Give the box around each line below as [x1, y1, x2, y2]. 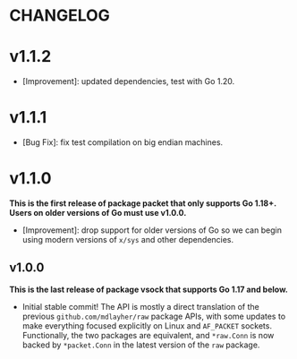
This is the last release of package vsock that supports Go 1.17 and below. [9, 284, 288, 295]
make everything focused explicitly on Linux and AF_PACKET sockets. [21, 320, 273, 331]
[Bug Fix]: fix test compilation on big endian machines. [21, 137, 224, 148]
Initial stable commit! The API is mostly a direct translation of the [21, 301, 259, 312]
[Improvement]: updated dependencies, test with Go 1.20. [21, 76, 235, 87]
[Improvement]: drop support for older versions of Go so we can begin [21, 225, 282, 235]
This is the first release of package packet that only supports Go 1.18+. [9, 198, 277, 209]
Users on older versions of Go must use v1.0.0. [9, 208, 187, 218]
